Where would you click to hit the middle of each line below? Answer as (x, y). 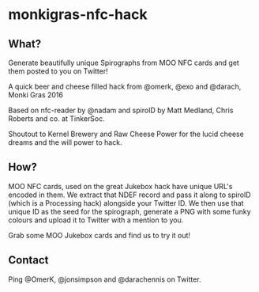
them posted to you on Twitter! (58, 71)
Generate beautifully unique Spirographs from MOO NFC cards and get (124, 63)
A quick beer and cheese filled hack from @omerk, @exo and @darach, (125, 86)
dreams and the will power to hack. (65, 142)
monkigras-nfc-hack (78, 15)
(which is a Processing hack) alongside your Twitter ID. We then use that (126, 203)
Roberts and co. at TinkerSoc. (56, 119)
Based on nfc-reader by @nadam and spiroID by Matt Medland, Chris (121, 110)
